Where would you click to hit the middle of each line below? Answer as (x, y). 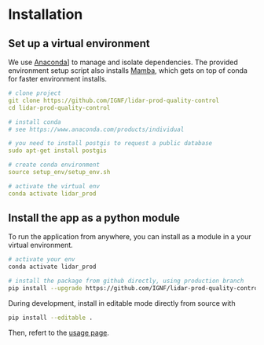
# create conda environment (54, 165)
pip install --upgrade (45, 289)
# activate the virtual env (54, 186)
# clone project (35, 93)
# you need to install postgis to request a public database (110, 143)
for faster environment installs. (58, 79)
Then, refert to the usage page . (59, 332)
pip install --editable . (50, 318)
